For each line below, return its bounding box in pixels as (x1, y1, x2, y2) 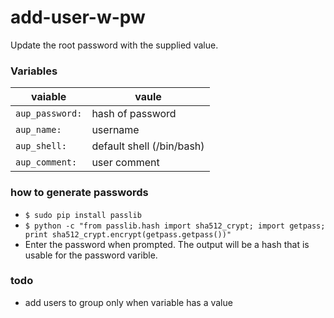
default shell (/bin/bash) (91, 139, 205, 153)
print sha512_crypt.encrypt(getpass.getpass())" (24, 229, 232, 240)
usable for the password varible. (24, 249, 158, 261)
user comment (91, 156, 160, 170)
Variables (10, 64, 58, 78)
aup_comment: (15, 157, 78, 168)
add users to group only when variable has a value (24, 296, 233, 308)
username (91, 123, 140, 137)
